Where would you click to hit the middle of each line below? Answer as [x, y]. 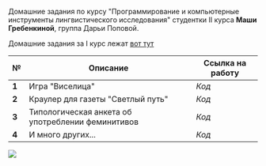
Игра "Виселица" [62, 86]
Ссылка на [225, 63]
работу [225, 73]
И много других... [63, 135]
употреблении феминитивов [84, 122]
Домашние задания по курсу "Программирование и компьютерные [124, 11]
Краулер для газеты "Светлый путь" [99, 99]
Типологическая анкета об [80, 112]
